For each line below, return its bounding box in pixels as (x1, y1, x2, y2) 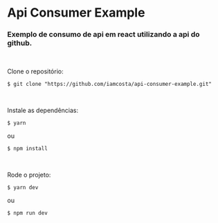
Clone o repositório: (7, 67, 64, 75)
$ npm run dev (7, 210, 48, 217)
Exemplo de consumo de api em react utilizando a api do (7, 30, 200, 39)
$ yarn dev (7, 184, 39, 191)
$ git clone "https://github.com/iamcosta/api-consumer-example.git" (7, 81, 212, 88)
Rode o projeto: (7, 171, 51, 179)
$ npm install (7, 145, 48, 152)
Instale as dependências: (7, 106, 79, 115)
